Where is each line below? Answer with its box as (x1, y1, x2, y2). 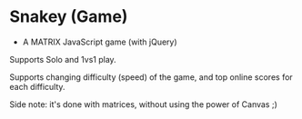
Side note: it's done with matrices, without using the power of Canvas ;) (9, 98, 277, 110)
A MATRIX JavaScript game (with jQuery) (22, 36, 177, 47)
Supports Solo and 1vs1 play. (9, 54, 116, 64)
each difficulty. (9, 81, 65, 92)
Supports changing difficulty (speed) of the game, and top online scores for (9, 71, 293, 83)
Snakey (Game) (9, 6, 128, 27)
